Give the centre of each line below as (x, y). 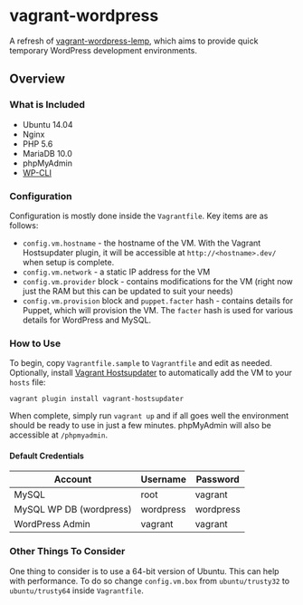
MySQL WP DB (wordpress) (73, 510)
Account (73, 479)
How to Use (35, 343)
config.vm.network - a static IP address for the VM (116, 272)
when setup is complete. (68, 262)
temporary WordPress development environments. (103, 50)
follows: (24, 225)
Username (164, 479)
